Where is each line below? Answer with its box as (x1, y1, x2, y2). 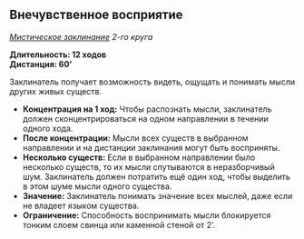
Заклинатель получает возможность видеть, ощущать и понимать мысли (9, 76, 296, 87)
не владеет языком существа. (22, 200, 140, 211)
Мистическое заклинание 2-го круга (9, 31, 153, 42)
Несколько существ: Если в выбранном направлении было (22, 152, 256, 163)
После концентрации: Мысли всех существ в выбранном (22, 132, 249, 144)
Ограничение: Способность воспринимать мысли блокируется (22, 209, 271, 221)
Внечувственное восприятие (9, 7, 183, 23)
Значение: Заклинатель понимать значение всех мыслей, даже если (22, 190, 293, 201)
